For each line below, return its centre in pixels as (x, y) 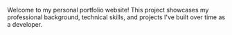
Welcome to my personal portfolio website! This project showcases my (108, 10)
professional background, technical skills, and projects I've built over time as (116, 17)
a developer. (25, 24)
